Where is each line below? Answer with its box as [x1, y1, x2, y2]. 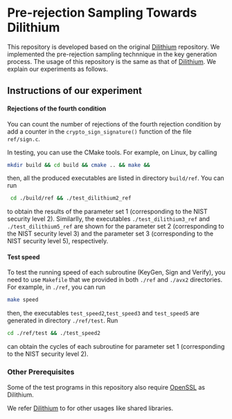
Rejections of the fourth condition [7, 104, 107, 113]
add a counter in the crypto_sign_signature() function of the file [7, 127, 192, 135]
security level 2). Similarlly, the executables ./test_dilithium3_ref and [7, 215, 210, 223]
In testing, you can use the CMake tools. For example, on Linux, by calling [7, 148, 217, 156]
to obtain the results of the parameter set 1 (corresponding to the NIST [7, 207, 208, 216]
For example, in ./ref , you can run [7, 283, 106, 291]
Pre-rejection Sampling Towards [7, 5, 197, 21]
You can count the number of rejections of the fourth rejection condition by [7, 120, 222, 128]
